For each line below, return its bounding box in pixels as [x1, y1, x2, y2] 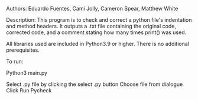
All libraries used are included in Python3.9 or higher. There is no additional [6, 41, 189, 47]
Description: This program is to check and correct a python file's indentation [6, 16, 192, 23]
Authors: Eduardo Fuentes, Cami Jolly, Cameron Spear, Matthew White [6, 5, 178, 12]
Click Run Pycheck [6, 87, 52, 94]
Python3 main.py [6, 69, 48, 76]
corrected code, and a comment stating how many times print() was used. [6, 29, 187, 36]
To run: [6, 58, 24, 65]
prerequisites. [6, 46, 40, 54]
